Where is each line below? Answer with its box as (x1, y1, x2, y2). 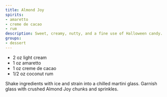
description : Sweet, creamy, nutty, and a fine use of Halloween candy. (5, 31, 163, 36)
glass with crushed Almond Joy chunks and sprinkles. (5, 86, 119, 92)
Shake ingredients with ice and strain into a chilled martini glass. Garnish (5, 80, 157, 86)
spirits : (5, 12, 24, 17)
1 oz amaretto (12, 59, 41, 66)
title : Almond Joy (5, 7, 44, 13)
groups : (5, 36, 22, 41)
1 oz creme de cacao (12, 65, 57, 71)
